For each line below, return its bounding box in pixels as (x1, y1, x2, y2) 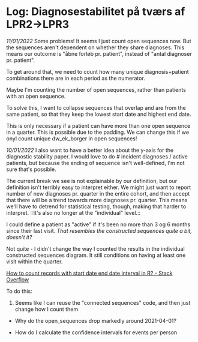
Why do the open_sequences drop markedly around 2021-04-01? (14, 317, 177, 324)
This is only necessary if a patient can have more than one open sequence (6, 122, 191, 129)
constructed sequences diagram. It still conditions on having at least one (6, 251, 186, 259)
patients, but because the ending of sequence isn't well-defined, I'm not (6, 159, 185, 166)
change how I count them (14, 305, 79, 313)
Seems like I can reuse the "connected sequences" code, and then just (14, 299, 191, 306)
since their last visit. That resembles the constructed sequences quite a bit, (6, 227, 193, 234)
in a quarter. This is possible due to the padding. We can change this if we (6, 128, 190, 136)
